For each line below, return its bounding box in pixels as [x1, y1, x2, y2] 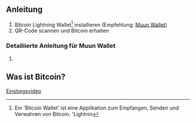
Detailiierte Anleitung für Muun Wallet [6, 42, 116, 50]
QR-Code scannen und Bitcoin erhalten [14, 27, 109, 34]
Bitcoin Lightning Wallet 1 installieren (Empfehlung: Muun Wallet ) [14, 20, 167, 28]
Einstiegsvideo [6, 87, 41, 94]
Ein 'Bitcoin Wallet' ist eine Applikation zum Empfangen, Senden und [14, 104, 179, 111]
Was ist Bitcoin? [6, 72, 66, 82]
